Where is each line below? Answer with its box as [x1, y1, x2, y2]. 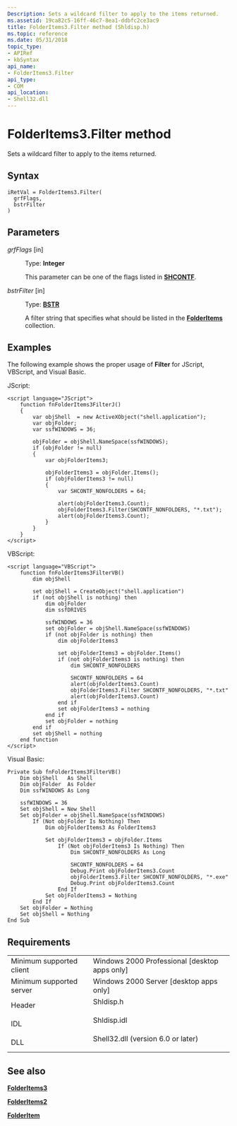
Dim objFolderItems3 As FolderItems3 [44, 824, 157, 831]
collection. [25, 321, 56, 329]
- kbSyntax [7, 57, 39, 64]
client [11, 965, 30, 975]
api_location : [7, 89, 49, 96]
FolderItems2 [7, 1098, 48, 1106]
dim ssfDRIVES [44, 607, 87, 614]
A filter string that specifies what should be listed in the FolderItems [25, 314, 224, 322]
